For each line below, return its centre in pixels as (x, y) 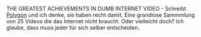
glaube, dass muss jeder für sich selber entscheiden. (73, 27)
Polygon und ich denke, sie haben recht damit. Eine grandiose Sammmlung (101, 15)
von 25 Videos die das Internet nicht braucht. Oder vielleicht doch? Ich (95, 21)
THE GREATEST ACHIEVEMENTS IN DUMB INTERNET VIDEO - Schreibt (96, 9)
